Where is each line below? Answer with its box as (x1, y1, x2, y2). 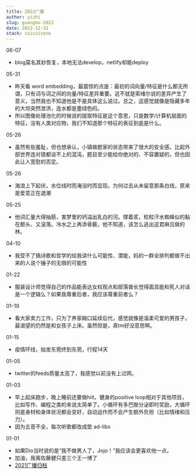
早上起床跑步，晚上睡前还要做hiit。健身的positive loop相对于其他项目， (14, 394, 187, 401)
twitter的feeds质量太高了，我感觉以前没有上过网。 (14, 370, 137, 377)
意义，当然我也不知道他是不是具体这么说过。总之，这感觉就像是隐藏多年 (14, 98, 190, 105)
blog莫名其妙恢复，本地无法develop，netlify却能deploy (14, 59, 149, 66)
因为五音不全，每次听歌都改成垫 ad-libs (14, 423, 111, 430)
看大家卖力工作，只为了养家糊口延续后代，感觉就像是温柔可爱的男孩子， (14, 314, 190, 321)
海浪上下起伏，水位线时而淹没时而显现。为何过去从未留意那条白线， (14, 182, 180, 189)
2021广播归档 (14, 462, 48, 469)
